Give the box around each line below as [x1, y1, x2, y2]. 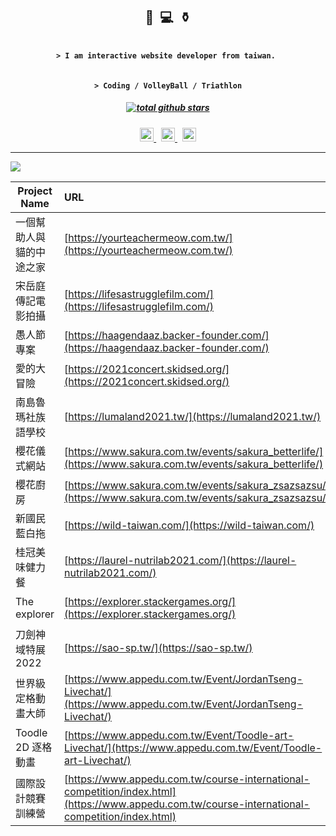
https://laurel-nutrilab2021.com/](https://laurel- [68, 553, 297, 567]
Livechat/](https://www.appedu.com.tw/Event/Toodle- [64, 740, 323, 754]
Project [17, 184, 53, 198]
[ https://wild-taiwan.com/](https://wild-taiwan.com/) [64, 518, 315, 532]
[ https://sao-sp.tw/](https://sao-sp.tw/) [64, 640, 253, 654]
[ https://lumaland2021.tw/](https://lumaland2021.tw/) [64, 409, 322, 423]
